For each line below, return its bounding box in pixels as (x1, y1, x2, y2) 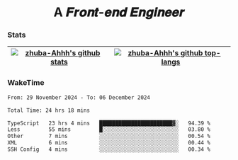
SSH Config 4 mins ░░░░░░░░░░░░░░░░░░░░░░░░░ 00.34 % (7, 146, 211, 153)
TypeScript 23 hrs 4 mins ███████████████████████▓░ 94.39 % (7, 120, 211, 127)
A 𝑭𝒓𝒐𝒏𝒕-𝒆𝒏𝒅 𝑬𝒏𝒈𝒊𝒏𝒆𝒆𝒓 (53, 4, 185, 21)
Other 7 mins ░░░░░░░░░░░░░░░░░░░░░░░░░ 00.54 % (7, 132, 211, 140)
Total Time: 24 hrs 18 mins (7, 107, 91, 114)
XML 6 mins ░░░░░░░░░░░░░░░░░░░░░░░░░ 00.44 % (7, 139, 211, 147)
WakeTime (7, 78, 45, 88)
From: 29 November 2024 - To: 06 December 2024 (7, 93, 151, 101)
